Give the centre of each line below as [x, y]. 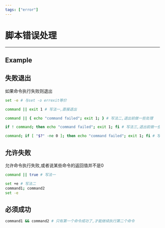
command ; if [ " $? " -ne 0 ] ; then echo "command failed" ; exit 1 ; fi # [80, 136]
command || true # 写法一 [30, 175]
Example [19, 60]
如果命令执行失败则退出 [29, 91]
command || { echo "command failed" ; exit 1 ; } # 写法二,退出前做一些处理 [79, 118]
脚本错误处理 [31, 36]
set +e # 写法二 [21, 184]
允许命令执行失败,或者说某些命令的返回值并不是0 [55, 165]
